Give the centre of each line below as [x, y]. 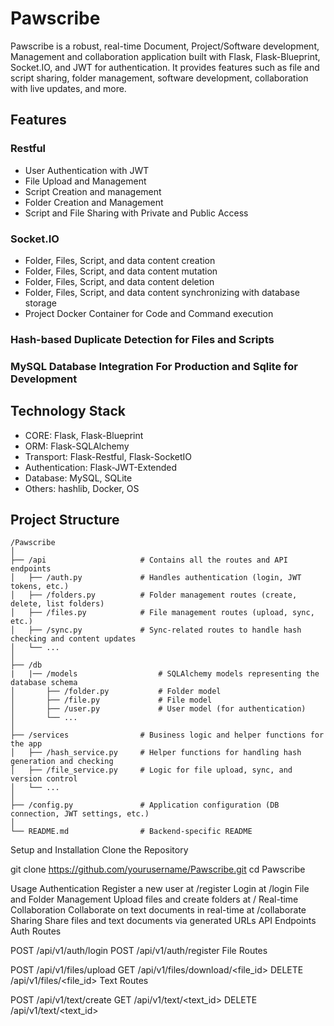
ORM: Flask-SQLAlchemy [77, 446]
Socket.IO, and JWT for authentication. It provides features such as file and [165, 67]
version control [44, 779]
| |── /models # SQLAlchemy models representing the [165, 674]
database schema [44, 683]
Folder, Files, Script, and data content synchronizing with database [162, 292]
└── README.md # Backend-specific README [131, 832]
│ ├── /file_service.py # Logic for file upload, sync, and [151, 770]
